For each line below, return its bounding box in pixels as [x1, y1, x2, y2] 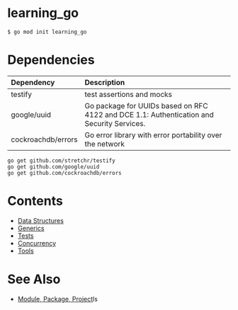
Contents [7, 193, 64, 209]
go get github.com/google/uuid [7, 163, 100, 171]
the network [84, 139, 125, 149]
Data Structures [17, 216, 64, 224]
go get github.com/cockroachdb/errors [7, 169, 122, 176]
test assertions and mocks [84, 89, 172, 99]
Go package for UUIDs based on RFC [84, 101, 208, 110]
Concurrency [17, 239, 57, 247]
